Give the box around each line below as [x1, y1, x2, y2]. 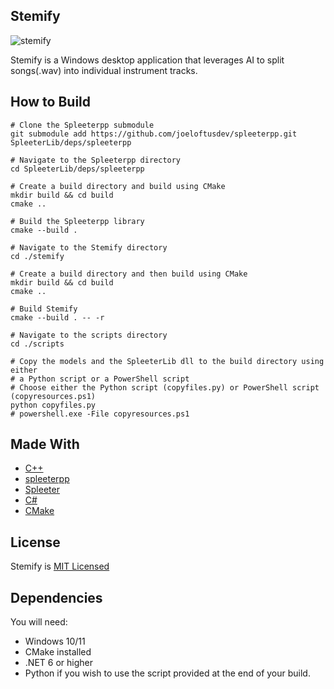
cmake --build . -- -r [10, 312, 105, 323]
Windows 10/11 [24, 635, 86, 648]
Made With [10, 436, 80, 453]
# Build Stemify [10, 304, 78, 314]
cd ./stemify [10, 251, 65, 261]
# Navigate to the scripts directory [10, 330, 168, 340]
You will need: [10, 616, 68, 628]
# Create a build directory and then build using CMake [10, 269, 248, 279]
